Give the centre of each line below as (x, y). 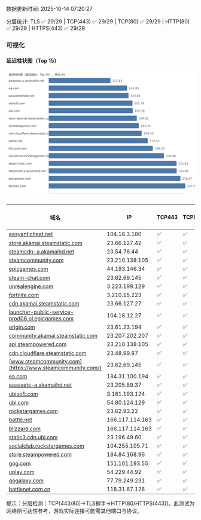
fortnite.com (24, 295)
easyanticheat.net (31, 234)
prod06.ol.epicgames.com (41, 319)
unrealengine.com (31, 286)
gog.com (20, 463)
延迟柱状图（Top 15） (33, 60)
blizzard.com (25, 429)
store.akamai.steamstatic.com (45, 243)
